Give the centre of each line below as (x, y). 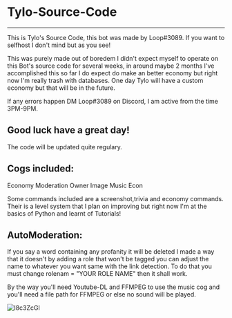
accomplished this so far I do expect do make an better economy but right (113, 73)
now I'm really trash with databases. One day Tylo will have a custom (105, 80)
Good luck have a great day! (68, 130)
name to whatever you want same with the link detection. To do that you (109, 266)
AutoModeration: (45, 235)
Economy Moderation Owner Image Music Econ (75, 185)
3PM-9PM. (22, 109)
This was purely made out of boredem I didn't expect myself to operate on (113, 58)
